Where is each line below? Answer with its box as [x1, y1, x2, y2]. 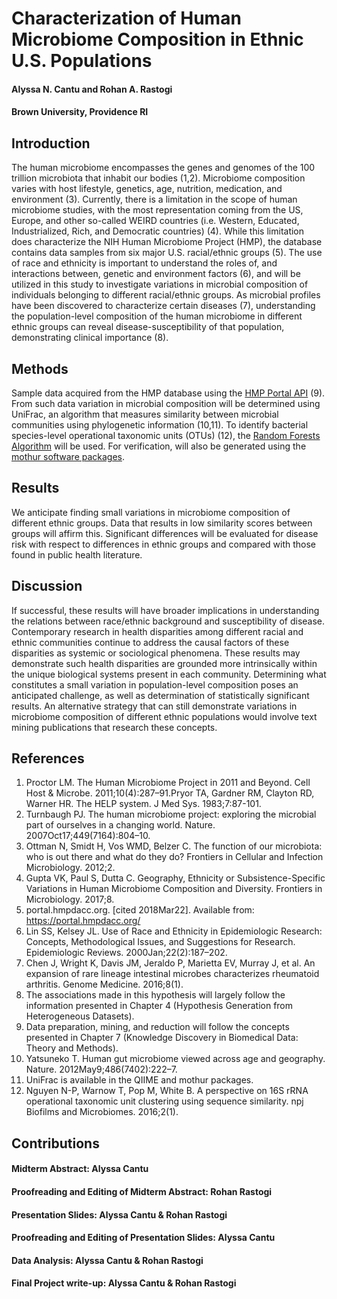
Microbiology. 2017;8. [25, 893, 115, 906]
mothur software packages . [11, 451, 126, 462]
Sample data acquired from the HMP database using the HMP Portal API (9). [11, 387, 326, 399]
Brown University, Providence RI [11, 106, 149, 118]
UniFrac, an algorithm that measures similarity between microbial [11, 408, 279, 420]
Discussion [11, 578, 83, 595]
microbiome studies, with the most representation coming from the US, [11, 204, 304, 216]
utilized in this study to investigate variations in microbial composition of [11, 278, 309, 291]
